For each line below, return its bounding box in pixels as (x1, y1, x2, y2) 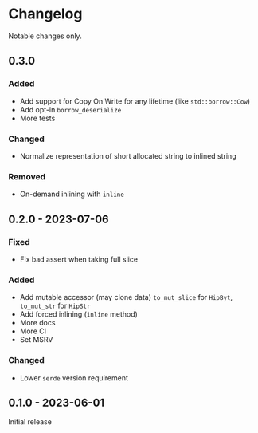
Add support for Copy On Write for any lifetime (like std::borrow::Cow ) (19, 96, 251, 106)
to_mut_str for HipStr (19, 301, 91, 311)
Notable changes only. (8, 31, 82, 41)
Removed (8, 171, 46, 182)
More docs (19, 318, 56, 328)
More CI (19, 326, 46, 336)
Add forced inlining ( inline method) (19, 309, 138, 319)
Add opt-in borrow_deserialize (19, 104, 122, 114)
